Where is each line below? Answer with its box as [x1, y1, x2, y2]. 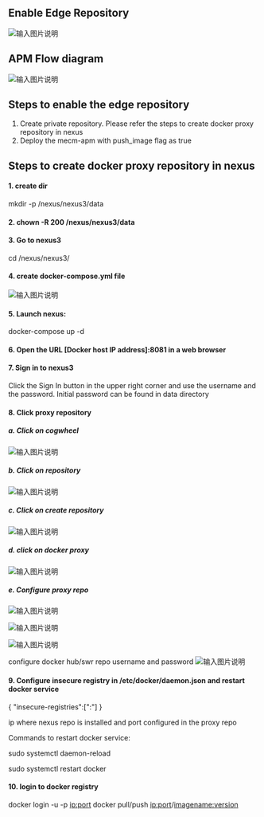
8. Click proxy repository [8, 407, 92, 417]
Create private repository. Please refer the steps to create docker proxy [19, 119, 254, 128]
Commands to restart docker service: [8, 733, 131, 742]
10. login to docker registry [8, 782, 99, 791]
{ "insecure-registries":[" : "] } [8, 701, 103, 712]
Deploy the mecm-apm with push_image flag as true [19, 136, 192, 146]
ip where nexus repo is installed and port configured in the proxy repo [8, 717, 237, 727]
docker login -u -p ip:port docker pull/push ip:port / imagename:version [8, 799, 239, 809]
